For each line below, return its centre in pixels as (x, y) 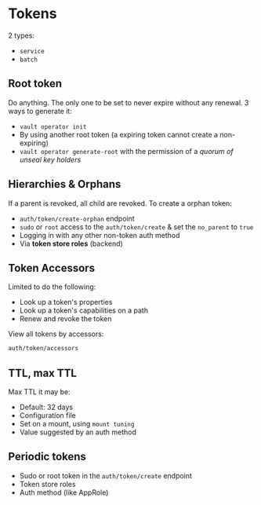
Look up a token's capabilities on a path (84, 310)
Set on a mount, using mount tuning (77, 424)
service (32, 51)
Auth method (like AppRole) (64, 492)
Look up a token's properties (66, 302)
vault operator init (53, 126)
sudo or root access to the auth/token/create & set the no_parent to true (136, 227)
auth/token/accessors (43, 349)
